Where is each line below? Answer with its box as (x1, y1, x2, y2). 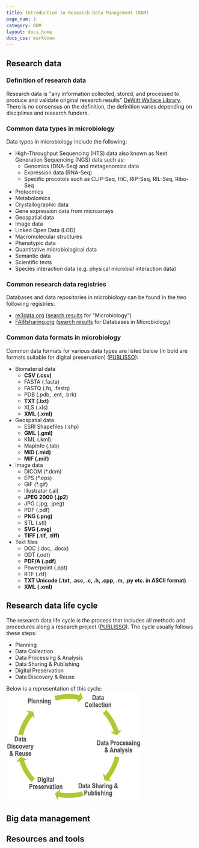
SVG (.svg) (23, 525, 52, 533)
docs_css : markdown (6, 35, 55, 42)
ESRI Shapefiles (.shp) (23, 423, 79, 430)
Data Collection (14, 647, 54, 654)
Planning (14, 641, 37, 648)
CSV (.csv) (23, 372, 52, 379)
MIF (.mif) (23, 455, 49, 462)
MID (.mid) (23, 448, 51, 455)
